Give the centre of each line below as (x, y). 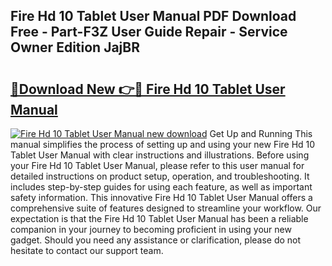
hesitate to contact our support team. (87, 250)
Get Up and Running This (261, 133)
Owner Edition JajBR (75, 47)
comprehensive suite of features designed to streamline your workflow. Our (166, 208)
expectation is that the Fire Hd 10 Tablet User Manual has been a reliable (159, 218)
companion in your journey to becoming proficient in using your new (151, 229)
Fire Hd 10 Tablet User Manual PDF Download (153, 16)
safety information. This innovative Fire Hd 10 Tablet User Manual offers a (161, 197)
